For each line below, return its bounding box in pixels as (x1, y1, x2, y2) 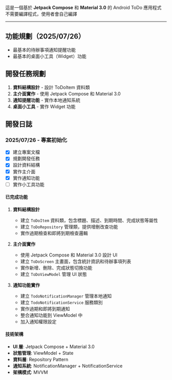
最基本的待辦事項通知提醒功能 (12, 47, 76, 53)
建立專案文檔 (12, 149, 40, 155)
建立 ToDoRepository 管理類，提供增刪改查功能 (20, 224, 118, 230)
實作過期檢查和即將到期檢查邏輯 (20, 230, 88, 236)
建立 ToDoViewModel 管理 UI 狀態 (20, 271, 87, 277)
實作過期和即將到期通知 (20, 306, 70, 312)
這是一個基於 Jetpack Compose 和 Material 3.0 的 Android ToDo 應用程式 (5, 5, 162, 10)
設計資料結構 (12, 162, 40, 168)
